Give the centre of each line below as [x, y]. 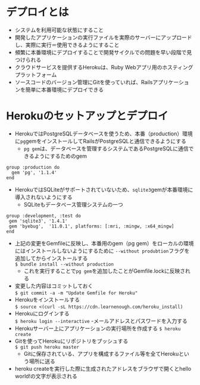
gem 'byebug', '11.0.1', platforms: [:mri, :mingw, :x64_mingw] [91, 226]
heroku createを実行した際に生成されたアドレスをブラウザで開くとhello [103, 368]
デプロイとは [38, 12]
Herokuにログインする [42, 313]
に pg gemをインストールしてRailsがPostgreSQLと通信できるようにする [100, 141]
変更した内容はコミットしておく [54, 286]
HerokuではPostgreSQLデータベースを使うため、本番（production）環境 [104, 133]
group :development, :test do [44, 215]
